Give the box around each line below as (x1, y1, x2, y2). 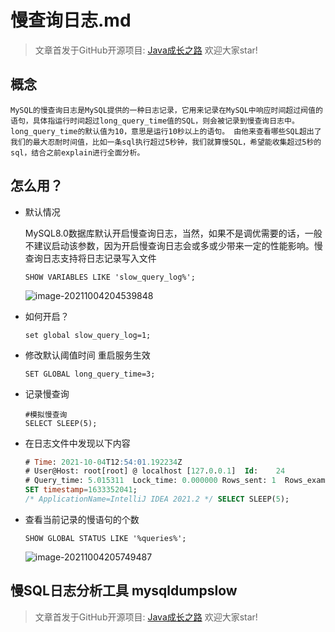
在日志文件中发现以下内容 (24, 437, 131, 449)
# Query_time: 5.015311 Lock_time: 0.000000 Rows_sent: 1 (24, 476, 277, 486)
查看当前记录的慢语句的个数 (24, 513, 140, 525)
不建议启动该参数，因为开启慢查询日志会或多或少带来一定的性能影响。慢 (24, 239, 323, 251)
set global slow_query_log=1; (24, 330, 152, 340)
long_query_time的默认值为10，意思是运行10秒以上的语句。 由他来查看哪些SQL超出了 (10, 126, 322, 136)
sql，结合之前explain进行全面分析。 (10, 147, 145, 158)
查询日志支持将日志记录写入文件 (24, 252, 157, 264)
